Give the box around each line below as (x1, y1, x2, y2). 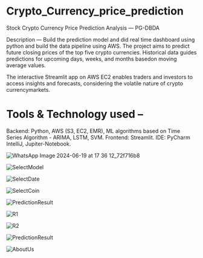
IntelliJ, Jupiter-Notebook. (6, 140, 71, 147)
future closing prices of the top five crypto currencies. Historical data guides (6, 48, 198, 56)
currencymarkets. (6, 86, 50, 93)
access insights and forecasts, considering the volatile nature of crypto (6, 80, 183, 87)
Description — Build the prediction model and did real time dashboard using (6, 36, 195, 43)
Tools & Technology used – (6, 108, 143, 121)
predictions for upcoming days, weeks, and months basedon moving (6, 55, 177, 62)
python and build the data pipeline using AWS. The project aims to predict (6, 42, 190, 50)
